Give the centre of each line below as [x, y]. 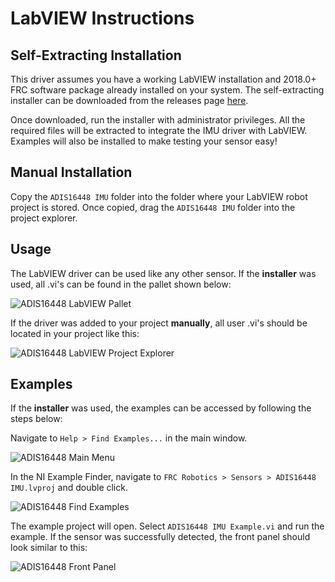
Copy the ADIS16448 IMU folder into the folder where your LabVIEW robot [159, 196]
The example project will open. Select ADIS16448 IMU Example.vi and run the [167, 526]
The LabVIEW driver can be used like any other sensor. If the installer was [163, 273]
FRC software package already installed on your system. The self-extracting [167, 90]
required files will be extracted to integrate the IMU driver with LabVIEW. [159, 130]
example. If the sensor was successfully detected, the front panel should [160, 537]
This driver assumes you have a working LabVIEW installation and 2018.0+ [163, 79]
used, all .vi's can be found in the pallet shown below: [121, 284]
